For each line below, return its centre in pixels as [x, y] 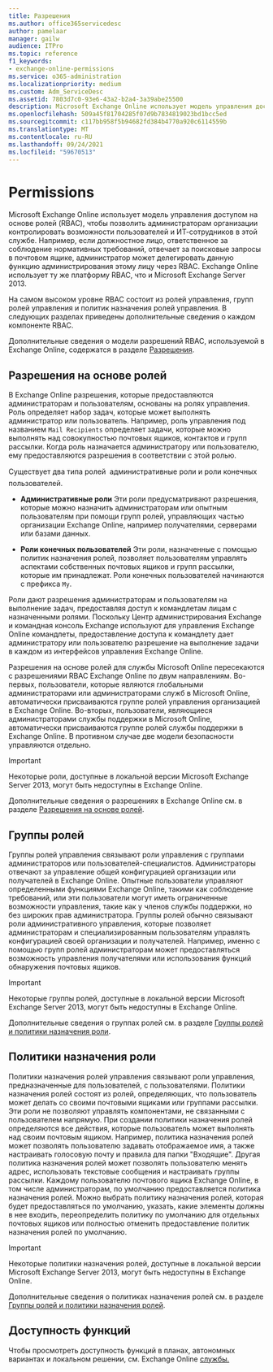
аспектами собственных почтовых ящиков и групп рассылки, [128, 567]
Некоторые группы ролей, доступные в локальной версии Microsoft [127, 998]
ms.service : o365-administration [65, 76]
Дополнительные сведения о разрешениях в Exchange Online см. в [126, 801]
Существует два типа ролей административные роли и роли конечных [133, 471]
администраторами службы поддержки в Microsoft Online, [110, 719]
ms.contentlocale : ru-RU [50, 137]
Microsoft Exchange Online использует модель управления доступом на [133, 215]
